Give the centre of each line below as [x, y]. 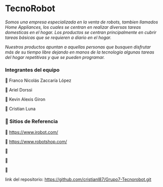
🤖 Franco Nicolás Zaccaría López [38, 80]
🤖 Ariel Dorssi [19, 90]
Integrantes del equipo [32, 70]
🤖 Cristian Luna [20, 109]
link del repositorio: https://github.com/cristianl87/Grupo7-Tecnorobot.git [78, 179]
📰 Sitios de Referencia [32, 121]
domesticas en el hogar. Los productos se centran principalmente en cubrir [81, 32]
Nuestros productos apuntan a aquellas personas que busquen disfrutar [78, 47]
